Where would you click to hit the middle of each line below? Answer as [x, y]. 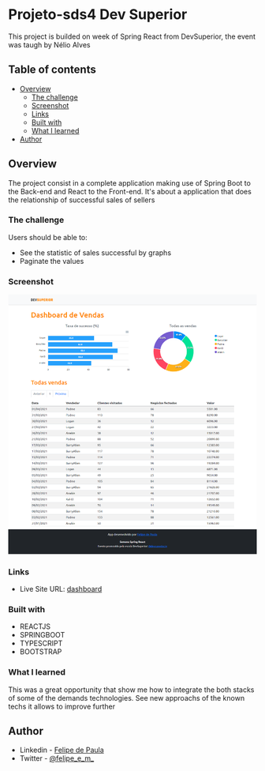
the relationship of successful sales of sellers [82, 200]
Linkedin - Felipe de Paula [62, 750]
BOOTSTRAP [41, 652]
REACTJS [35, 626]
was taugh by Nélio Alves [49, 44]
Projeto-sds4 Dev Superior [98, 15]
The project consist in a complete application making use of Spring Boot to [129, 182]
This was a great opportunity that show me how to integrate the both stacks [131, 690]
